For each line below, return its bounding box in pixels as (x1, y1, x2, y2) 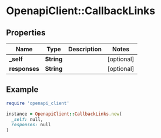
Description (68, 45, 102, 53)
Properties (6, 28, 46, 38)
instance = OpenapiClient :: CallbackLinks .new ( (6, 111, 122, 117)
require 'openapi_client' (6, 100, 69, 106)
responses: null (11, 122, 51, 128)
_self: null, (11, 116, 43, 122)
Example (6, 84, 39, 95)
